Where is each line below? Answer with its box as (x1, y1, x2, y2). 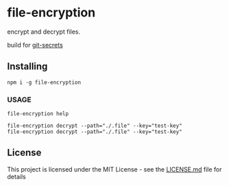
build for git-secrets (7, 40, 63, 49)
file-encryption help (7, 111, 69, 117)
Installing (7, 60, 48, 73)
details (7, 172, 26, 181)
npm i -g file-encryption (7, 79, 81, 86)
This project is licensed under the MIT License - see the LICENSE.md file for (7, 165, 222, 173)
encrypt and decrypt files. (7, 27, 81, 36)
